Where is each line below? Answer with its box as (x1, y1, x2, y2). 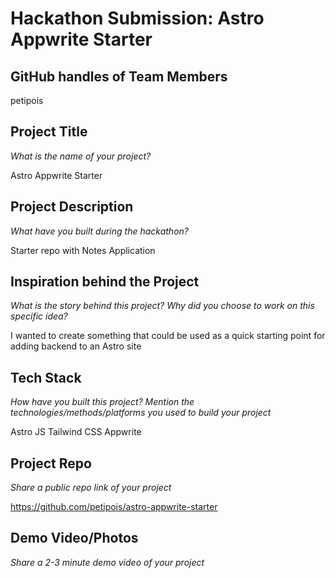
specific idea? (10, 310, 68, 322)
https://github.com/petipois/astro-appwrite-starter (10, 501, 218, 513)
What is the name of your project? (10, 150, 152, 162)
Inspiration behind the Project (10, 273, 200, 291)
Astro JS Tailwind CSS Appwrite (10, 426, 142, 438)
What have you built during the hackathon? (10, 225, 189, 237)
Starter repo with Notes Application (10, 244, 156, 256)
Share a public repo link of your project (10, 482, 172, 494)
